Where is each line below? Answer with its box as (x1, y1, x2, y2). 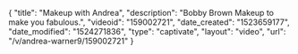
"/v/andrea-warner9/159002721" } (8, 35, 134, 46)
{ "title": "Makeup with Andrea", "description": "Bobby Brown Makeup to (8, 8, 275, 18)
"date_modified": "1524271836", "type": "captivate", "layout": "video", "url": (8, 27, 286, 36)
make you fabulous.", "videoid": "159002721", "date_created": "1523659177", (8, 17, 290, 27)
